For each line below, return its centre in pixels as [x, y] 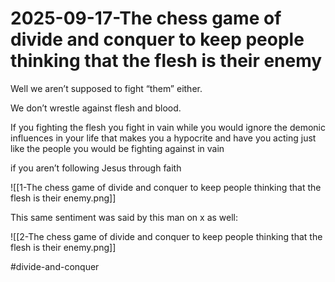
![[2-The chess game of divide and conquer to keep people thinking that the [166, 236]
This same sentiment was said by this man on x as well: [124, 217]
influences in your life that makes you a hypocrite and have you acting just [163, 138]
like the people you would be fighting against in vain [117, 148]
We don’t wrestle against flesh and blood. [96, 108]
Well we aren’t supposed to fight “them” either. [106, 88]
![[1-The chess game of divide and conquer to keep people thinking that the [166, 187]
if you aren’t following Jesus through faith [96, 168]
